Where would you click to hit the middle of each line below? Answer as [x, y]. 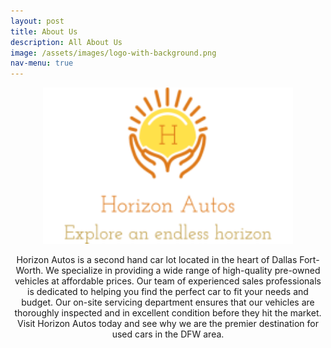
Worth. [29, 271]
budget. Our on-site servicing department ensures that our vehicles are [168, 302]
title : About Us [44, 31]
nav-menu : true [42, 63]
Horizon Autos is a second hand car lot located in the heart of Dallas [157, 260]
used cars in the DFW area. [168, 334]
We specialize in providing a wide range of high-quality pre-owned [183, 271]
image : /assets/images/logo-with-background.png [113, 53]
